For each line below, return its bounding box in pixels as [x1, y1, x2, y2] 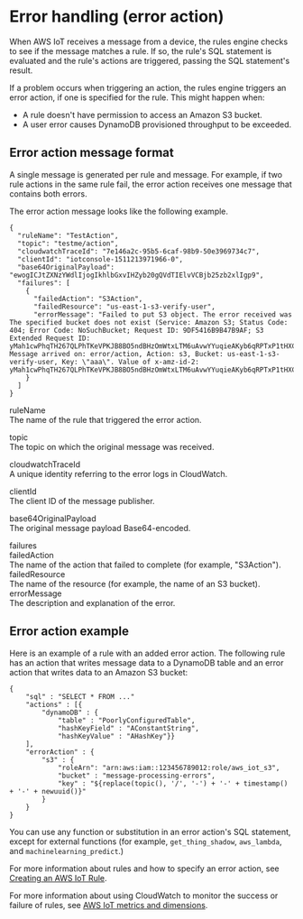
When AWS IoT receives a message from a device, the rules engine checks [9, 36, 289, 47]
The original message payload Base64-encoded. [9, 522, 191, 533]
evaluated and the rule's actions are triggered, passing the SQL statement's [9, 55, 290, 66]
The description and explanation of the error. [9, 597, 176, 608]
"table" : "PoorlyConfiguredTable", [57, 715, 196, 725]
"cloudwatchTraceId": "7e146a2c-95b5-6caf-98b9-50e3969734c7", [17, 246, 260, 256]
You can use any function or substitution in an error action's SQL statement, [9, 826, 291, 837]
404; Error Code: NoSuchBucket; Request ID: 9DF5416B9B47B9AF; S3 [9, 326, 264, 335]
